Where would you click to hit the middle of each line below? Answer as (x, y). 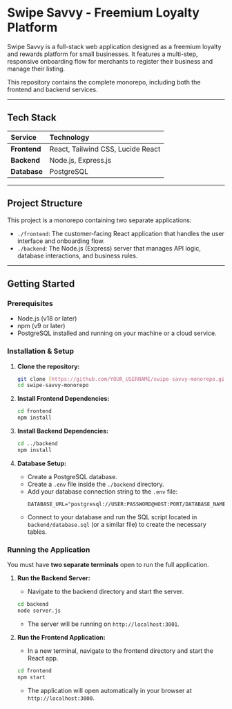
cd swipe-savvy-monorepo (53, 386)
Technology (69, 137)
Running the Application (49, 550)
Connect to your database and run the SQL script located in (112, 517)
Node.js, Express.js (80, 160)
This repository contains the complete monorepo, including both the (104, 82)
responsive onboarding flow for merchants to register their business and (110, 61)
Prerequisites (30, 303)
